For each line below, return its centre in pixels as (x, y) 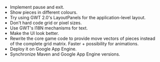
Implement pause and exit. (37, 7)
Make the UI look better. (34, 33)
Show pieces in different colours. (44, 12)
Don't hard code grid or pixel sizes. (46, 23)
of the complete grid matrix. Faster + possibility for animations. (74, 44)
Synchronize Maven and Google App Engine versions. (65, 54)
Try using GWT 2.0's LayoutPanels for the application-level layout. (78, 17)
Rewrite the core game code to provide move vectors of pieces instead (82, 38)
